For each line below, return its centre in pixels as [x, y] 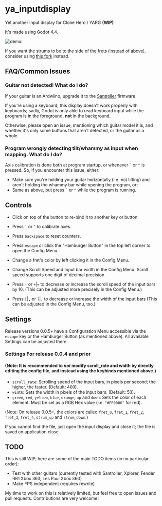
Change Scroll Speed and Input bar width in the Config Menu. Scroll [80, 269]
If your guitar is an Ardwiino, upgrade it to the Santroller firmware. [71, 96]
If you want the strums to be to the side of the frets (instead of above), [75, 51]
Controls [18, 205]
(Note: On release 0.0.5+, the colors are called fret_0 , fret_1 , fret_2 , [75, 412]
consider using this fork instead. [37, 56]
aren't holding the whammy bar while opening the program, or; [75, 184]
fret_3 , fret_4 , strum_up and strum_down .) [47, 417]
